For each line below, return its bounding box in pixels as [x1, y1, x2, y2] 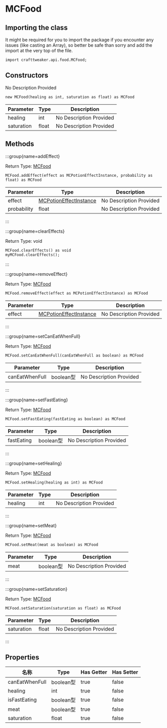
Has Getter [80, 669, 107, 676]
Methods [5, 140, 34, 148]
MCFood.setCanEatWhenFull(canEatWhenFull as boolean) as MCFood [5, 353, 144, 358]
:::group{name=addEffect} [5, 153, 60, 159]
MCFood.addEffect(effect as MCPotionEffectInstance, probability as [5, 173, 153, 178]
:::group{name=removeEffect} [5, 271, 68, 277]
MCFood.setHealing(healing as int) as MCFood [5, 480, 103, 485]
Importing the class [5, 23, 68, 32]
